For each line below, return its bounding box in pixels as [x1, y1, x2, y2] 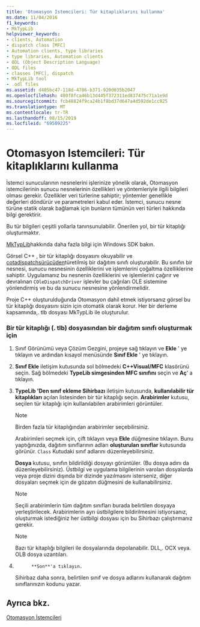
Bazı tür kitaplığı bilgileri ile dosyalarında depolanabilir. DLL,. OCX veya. [14, 545, 191, 552]
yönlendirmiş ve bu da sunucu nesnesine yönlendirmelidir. [6, 284, 150, 292]
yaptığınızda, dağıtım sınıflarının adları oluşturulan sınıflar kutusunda [14, 441, 186, 448]
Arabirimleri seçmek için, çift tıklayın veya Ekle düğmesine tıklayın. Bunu [14, 435, 194, 442]
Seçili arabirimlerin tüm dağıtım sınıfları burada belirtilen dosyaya [14, 502, 175, 509]
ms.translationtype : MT [6, 103, 66, 110]
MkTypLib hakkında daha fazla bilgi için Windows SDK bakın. [6, 241, 155, 248]
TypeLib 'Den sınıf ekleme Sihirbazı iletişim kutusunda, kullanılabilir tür [14, 387, 195, 394]
